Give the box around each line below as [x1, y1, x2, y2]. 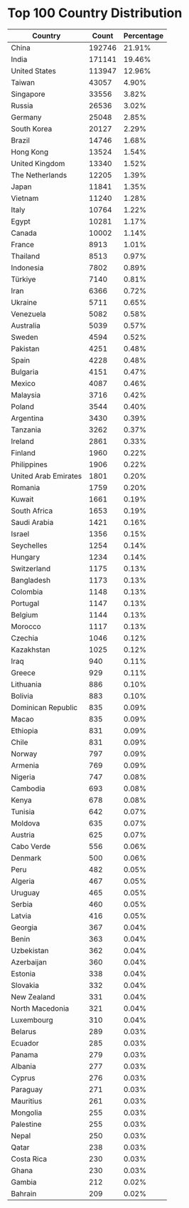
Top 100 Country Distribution [7, 5, 183, 21]
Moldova [11, 818, 40, 828]
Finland [11, 447, 36, 457]
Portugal [11, 598, 40, 608]
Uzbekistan [11, 945, 49, 955]
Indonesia [11, 262, 44, 272]
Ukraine [11, 297, 38, 307]
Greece [11, 667, 36, 677]
